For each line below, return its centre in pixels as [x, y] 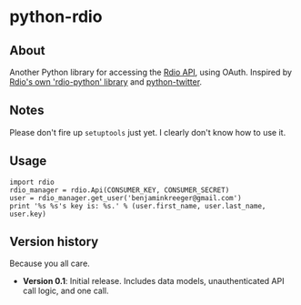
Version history [54, 242]
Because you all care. [50, 264]
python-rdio [56, 17]
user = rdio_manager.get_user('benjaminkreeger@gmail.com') [126, 198]
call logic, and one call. [65, 291]
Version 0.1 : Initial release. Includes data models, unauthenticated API [153, 281]
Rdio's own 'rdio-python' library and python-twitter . [106, 82]
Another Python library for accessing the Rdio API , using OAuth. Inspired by [151, 72]
